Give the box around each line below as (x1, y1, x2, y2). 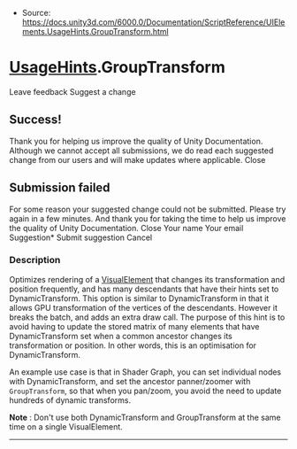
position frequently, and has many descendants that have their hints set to (9, 283, 279, 294)
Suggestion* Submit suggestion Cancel (9, 232, 153, 243)
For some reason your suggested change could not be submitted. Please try (9, 204, 286, 214)
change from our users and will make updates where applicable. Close (9, 154, 266, 165)
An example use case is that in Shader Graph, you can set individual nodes (9, 367, 282, 377)
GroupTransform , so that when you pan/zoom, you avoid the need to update (9, 385, 282, 396)
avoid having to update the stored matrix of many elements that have (9, 321, 260, 331)
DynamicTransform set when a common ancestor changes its (9, 330, 232, 341)
